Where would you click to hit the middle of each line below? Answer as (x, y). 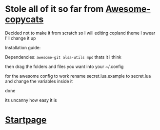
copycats (24, 19)
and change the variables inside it (39, 81)
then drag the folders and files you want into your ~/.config (64, 66)
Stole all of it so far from (54, 9)
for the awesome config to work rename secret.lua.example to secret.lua (78, 76)
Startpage (26, 120)
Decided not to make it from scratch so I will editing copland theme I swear (80, 33)
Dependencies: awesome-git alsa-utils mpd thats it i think (63, 57)
